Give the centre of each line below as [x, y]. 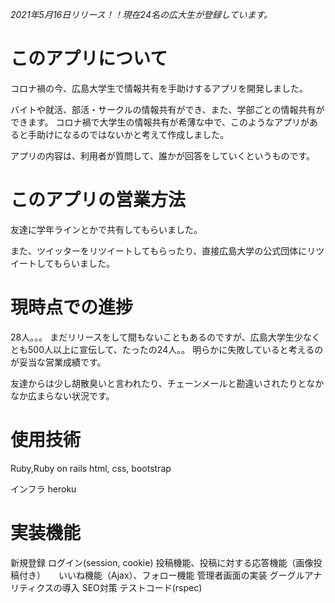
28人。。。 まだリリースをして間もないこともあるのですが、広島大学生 [152, 337]
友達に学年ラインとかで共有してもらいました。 [106, 229]
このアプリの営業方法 [98, 200]
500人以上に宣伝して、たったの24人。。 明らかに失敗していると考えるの [175, 349]
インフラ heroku [43, 489]
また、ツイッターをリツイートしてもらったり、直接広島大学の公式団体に [159, 250]
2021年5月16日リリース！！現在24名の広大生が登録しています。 [141, 14]
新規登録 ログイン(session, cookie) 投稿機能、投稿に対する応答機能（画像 [162, 562]
